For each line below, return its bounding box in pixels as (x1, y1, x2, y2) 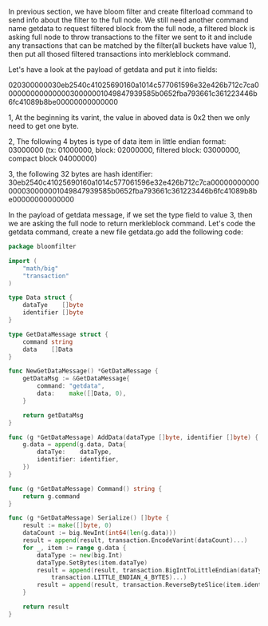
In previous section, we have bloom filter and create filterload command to (8, 7, 254, 16)
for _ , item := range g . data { (22, 544, 127, 552)
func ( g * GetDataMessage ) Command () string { (8, 484, 162, 492)
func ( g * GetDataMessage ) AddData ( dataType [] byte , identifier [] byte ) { (8, 433, 259, 441)
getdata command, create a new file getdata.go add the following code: (8, 227, 243, 237)
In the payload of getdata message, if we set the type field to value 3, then (8, 210, 253, 219)
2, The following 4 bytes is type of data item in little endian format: (8, 137, 227, 146)
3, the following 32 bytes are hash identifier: (8, 169, 153, 178)
